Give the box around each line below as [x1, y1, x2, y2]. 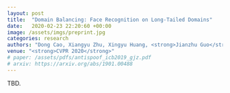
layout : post [7, 10, 44, 17]
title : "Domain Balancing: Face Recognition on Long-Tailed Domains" [7, 16, 213, 23]
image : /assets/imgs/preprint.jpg [7, 29, 106, 36]
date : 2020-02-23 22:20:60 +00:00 [7, 22, 112, 29]
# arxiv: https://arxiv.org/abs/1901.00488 [7, 60, 133, 67]
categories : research [7, 35, 69, 42]
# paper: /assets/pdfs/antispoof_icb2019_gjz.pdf [7, 54, 152, 61]
